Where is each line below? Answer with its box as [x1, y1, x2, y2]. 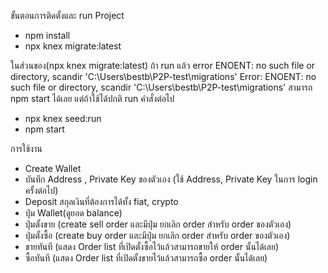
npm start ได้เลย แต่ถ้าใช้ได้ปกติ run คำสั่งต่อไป [10, 93, 175, 104]
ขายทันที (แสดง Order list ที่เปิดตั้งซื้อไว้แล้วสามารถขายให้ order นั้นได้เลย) [24, 241, 279, 252]
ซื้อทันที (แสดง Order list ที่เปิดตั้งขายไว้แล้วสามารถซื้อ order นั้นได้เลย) [24, 252, 268, 264]
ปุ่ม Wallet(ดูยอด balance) [24, 207, 123, 219]
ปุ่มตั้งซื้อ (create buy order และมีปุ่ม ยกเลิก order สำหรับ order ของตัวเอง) [24, 230, 291, 241]
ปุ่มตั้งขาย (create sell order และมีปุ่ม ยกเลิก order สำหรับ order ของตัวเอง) [24, 218, 292, 230]
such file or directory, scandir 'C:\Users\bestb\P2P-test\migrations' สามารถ [10, 81, 313, 93]
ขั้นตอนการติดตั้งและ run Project [10, 10, 125, 21]
